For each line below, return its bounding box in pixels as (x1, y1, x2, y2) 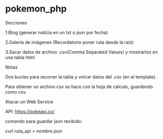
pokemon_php (5, 3, 67, 15)
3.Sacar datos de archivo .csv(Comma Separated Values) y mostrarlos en (5, 49, 158, 55)
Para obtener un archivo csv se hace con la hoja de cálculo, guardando (5, 84, 153, 90)
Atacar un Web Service (5, 99, 53, 105)
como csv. (5, 89, 27, 95)
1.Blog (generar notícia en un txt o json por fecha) (5, 29, 108, 35)
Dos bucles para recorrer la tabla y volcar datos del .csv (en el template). (5, 74, 157, 80)
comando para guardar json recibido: (5, 118, 82, 124)
